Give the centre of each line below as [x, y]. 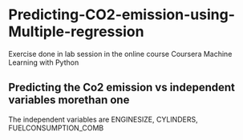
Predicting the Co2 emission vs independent [121, 88]
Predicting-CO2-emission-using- [121, 15]
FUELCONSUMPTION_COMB [56, 128]
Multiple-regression [76, 32]
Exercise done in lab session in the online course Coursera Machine [120, 54]
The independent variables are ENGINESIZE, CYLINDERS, [103, 119]
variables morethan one [69, 100]
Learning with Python [44, 62]
